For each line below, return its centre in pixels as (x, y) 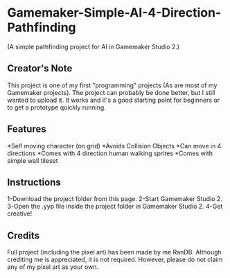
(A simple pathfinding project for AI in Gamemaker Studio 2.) (94, 46)
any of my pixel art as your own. (53, 267)
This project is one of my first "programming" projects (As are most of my (112, 85)
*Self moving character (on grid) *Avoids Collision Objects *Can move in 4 (114, 146)
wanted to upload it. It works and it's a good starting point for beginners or (114, 100)
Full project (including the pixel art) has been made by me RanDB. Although (114, 252)
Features (27, 129)
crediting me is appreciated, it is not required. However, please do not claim (115, 260)
